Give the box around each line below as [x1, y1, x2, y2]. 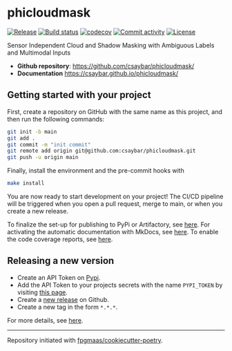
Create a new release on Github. [17, 295, 109, 303]
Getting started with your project [7, 89, 151, 101]
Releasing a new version [7, 255, 115, 267]
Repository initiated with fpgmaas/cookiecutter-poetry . [7, 336, 164, 344]
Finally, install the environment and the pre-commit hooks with [7, 167, 184, 175]
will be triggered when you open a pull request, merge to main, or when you [7, 200, 223, 208]
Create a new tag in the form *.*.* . [17, 303, 118, 311]
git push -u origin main [7, 154, 79, 161]
